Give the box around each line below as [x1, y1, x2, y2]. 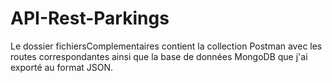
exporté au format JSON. [10, 61, 114, 73]
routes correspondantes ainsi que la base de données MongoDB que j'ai [10, 50, 308, 62]
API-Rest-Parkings [10, 7, 170, 30]
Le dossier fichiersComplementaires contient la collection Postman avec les [10, 40, 323, 52]
